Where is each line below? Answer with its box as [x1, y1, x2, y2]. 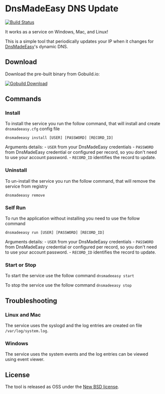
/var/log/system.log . [5, 328, 49, 334]
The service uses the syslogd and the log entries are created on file [5, 323, 142, 328]
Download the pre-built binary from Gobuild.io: [5, 71, 100, 77]
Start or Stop [5, 262, 36, 268]
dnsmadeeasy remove [5, 193, 45, 197]
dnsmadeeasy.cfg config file [5, 126, 60, 132]
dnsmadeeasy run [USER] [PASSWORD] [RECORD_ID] [5, 230, 105, 235]
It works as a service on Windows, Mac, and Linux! [5, 29, 108, 34]
